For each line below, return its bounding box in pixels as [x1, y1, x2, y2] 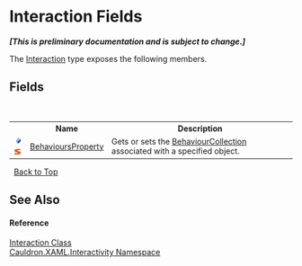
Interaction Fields [9, 6, 143, 27]
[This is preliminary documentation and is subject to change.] [9, 36, 245, 47]
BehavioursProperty [30, 141, 104, 152]
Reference [9, 217, 49, 228]
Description [177, 123, 223, 134]
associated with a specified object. [111, 146, 240, 156]
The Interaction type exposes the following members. [9, 53, 208, 64]
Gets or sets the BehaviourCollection [111, 137, 247, 147]
